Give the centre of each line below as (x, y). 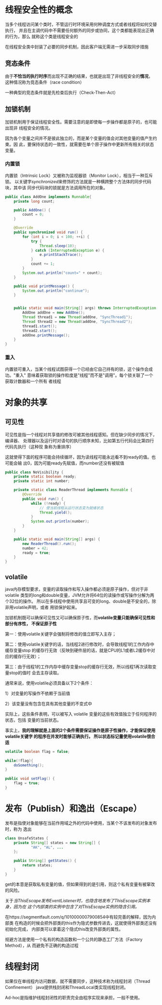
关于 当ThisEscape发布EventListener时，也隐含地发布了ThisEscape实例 (76, 900)
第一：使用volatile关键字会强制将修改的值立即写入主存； (61, 634)
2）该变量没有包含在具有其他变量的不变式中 (49, 703)
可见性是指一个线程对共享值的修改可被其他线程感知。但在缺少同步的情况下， (81, 434)
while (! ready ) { (48, 503)
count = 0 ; (33, 215)
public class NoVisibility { (34, 472)
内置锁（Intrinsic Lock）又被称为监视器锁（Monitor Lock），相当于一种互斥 (79, 175)
